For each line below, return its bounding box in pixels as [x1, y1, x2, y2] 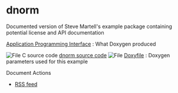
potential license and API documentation [6, 29, 104, 36]
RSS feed [14, 80, 38, 88]
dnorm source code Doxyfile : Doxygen [58, 51, 170, 58]
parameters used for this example [6, 58, 88, 65]
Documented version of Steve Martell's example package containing [6, 23, 172, 30]
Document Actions [6, 69, 51, 76]
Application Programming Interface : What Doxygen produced [6, 40, 156, 47]
